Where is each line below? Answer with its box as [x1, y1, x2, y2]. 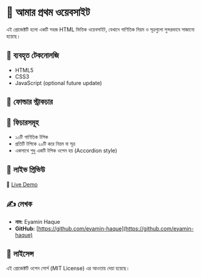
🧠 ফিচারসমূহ [6, 117, 39, 127]
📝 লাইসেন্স [6, 249, 34, 259]
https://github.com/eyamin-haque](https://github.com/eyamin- [38, 224, 194, 232]
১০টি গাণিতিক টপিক [14, 133, 49, 141]
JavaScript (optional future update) [14, 79, 102, 86]
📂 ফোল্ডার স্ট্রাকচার [6, 97, 53, 107]
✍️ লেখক [6, 199, 32, 209]
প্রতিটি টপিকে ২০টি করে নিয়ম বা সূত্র [14, 140, 76, 147]
